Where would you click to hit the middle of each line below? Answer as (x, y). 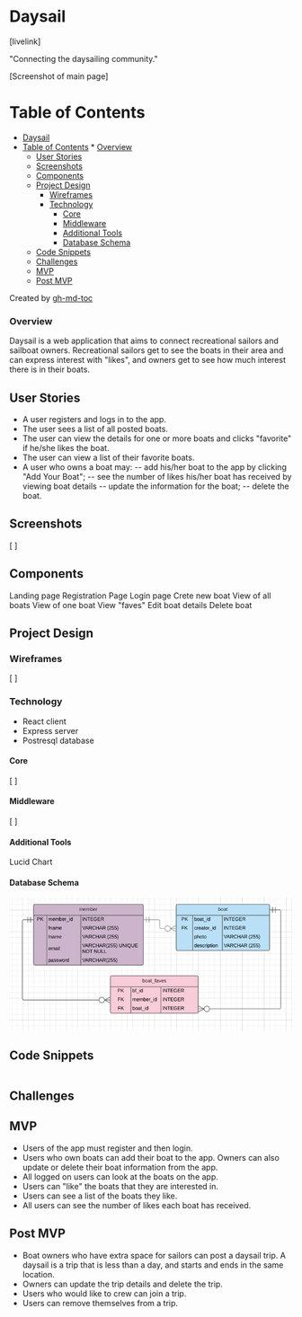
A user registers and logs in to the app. (94, 419)
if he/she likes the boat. (66, 447)
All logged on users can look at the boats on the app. (120, 1176)
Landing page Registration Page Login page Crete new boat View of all (140, 596)
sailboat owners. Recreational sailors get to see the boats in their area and (147, 350)
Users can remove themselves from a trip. (100, 1303)
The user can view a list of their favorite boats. (108, 457)
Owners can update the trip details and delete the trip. (122, 1284)
